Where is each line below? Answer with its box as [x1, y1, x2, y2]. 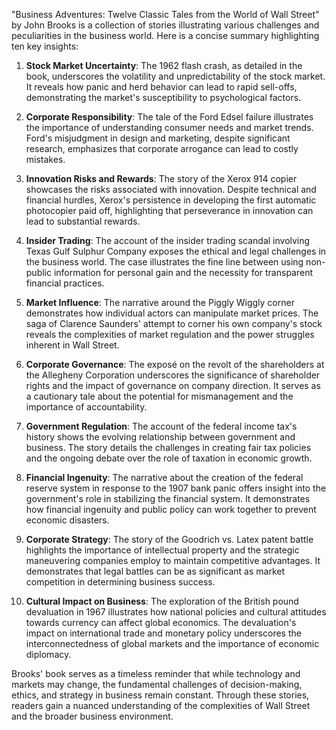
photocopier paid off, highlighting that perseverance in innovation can [25, 205, 314, 216]
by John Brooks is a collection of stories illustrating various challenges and [11, 19, 320, 31]
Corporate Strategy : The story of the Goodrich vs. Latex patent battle [25, 534, 314, 545]
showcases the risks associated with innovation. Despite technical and [25, 184, 317, 195]
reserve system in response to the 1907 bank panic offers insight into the [25, 482, 327, 494]
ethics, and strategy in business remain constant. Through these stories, [11, 689, 310, 701]
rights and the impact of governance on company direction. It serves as [25, 380, 321, 391]
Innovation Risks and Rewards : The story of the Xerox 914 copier [25, 173, 298, 184]
